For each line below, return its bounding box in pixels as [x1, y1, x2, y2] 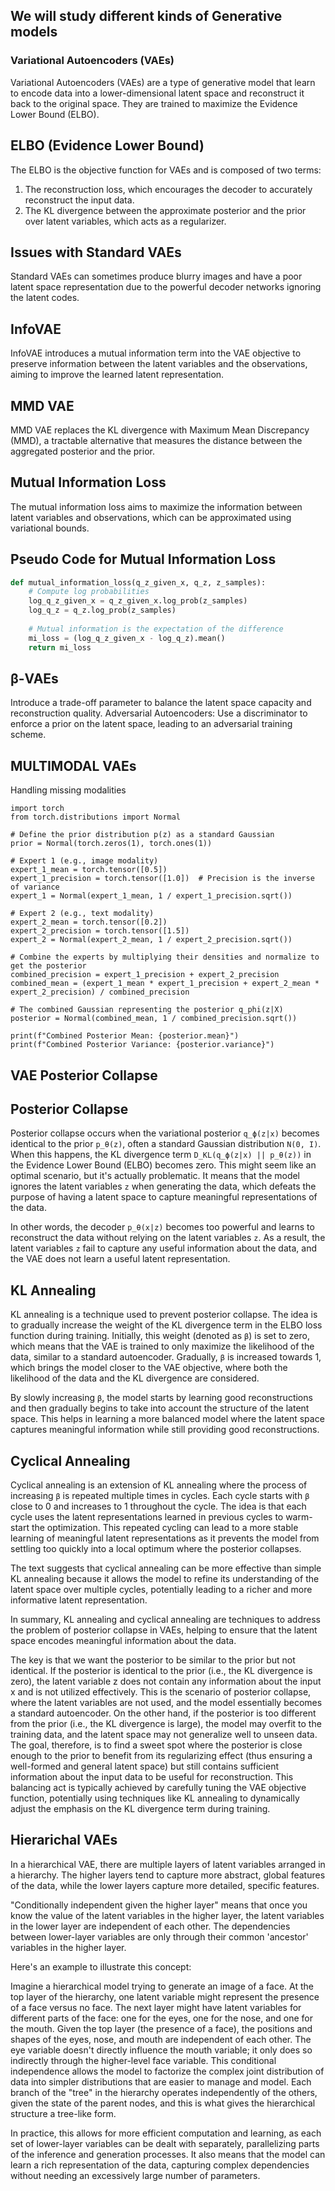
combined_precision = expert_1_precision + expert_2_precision [10, 970, 280, 980]
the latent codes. [10, 292, 80, 304]
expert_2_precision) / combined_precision [10, 987, 190, 998]
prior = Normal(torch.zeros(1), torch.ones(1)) [10, 839, 213, 849]
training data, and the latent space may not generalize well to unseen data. [10, 1729, 318, 1741]
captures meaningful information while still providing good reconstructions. [10, 1424, 320, 1436]
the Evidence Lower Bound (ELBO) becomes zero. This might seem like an [10, 1159, 317, 1171]
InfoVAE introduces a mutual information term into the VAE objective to [10, 347, 302, 359]
